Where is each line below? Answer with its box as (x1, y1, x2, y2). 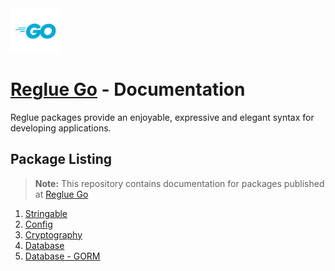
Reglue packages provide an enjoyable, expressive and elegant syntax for (10, 111, 315, 123)
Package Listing (10, 151, 113, 168)
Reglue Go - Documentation (10, 78, 246, 101)
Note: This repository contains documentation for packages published (34, 177, 325, 189)
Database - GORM (24, 250, 101, 262)
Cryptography (24, 228, 83, 241)
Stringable (24, 207, 68, 219)
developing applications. (10, 122, 112, 134)
